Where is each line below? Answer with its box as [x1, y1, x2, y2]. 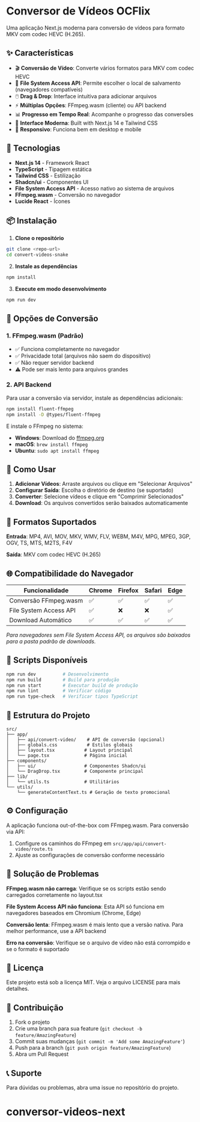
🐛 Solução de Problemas [6, 869, 99, 879]
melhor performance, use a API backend [6, 927, 106, 934]
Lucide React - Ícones [14, 197, 71, 205]
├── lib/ [6, 773, 28, 780]
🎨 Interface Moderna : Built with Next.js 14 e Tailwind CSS [14, 119, 158, 126]
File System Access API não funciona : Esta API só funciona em [6, 903, 165, 910]
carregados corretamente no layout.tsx [6, 891, 103, 898]
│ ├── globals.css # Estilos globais [6, 742, 133, 748]
